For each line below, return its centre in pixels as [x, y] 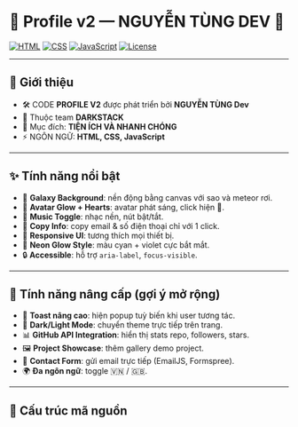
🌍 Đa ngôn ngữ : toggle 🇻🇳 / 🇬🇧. [85, 371]
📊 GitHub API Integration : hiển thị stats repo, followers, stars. [136, 335]
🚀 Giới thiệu [41, 83]
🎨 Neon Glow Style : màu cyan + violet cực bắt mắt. [116, 245]
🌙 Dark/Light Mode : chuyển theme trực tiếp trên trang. [122, 325]
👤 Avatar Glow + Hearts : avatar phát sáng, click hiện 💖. [123, 207]
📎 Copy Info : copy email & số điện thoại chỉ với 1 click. [121, 225]
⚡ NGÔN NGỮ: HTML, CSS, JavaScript [94, 137]
